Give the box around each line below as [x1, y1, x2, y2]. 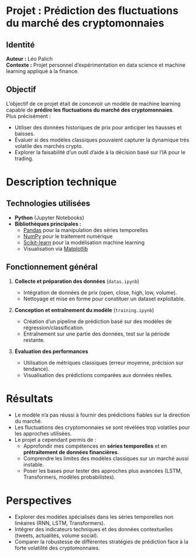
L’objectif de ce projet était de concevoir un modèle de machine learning [6, 100, 181, 107]
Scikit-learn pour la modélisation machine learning [23, 238, 145, 246]
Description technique [6, 175, 117, 188]
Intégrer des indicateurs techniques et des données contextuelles [14, 525, 173, 532]
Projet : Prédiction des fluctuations [6, 4, 178, 18]
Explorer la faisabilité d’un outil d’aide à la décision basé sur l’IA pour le [14, 148, 185, 155]
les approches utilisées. [14, 430, 72, 437]
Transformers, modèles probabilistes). [23, 473, 116, 480]
